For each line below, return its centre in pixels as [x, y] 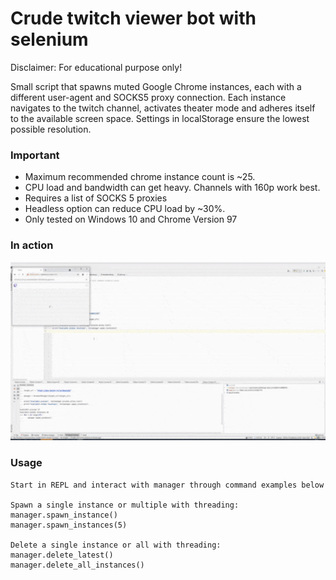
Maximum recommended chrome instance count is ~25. [140, 177]
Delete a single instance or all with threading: [116, 545]
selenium [49, 39]
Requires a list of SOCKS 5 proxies [96, 198]
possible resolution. [51, 129]
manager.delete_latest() [62, 555]
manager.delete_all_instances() [77, 565]
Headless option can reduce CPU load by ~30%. [125, 209]
